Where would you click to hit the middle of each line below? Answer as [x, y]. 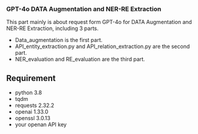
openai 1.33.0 [32, 112]
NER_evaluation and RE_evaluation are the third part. [80, 59]
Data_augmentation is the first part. [59, 40]
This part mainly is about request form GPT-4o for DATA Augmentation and [99, 22]
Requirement [31, 78]
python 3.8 [28, 93]
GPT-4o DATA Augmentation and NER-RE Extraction [84, 9]
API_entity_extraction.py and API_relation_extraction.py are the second [102, 46]
